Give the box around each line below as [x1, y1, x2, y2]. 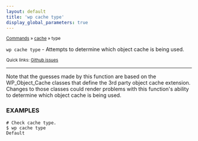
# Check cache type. [6, 120, 57, 126]
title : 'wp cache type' [6, 14, 65, 20]
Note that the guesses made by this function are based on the [6, 73, 157, 80]
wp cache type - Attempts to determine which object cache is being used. [6, 46, 184, 53]
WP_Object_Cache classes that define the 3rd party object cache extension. [6, 79, 191, 86]
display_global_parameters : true [6, 19, 88, 25]
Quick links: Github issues [6, 57, 59, 63]
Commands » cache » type [6, 36, 61, 42]
